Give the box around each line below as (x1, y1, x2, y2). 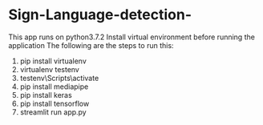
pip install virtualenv (19, 56, 87, 66)
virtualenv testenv (19, 64, 80, 74)
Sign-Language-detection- (8, 6, 192, 24)
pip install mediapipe (19, 82, 89, 91)
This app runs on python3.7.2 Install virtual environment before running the (8, 32, 255, 42)
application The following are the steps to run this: (8, 40, 174, 50)
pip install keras (19, 90, 72, 99)
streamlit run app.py (19, 107, 87, 117)
